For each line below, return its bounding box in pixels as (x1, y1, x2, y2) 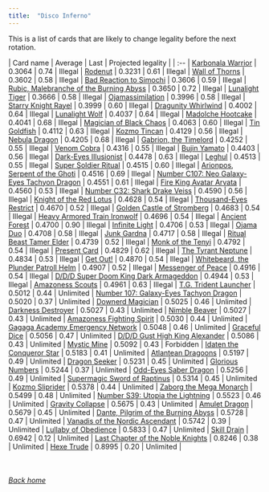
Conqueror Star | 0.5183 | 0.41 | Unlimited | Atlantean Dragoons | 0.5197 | (8, 348, 249, 357)
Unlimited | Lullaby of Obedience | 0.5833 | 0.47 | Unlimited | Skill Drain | (8, 425, 249, 434)
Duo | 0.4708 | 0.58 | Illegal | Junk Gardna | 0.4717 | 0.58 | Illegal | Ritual (8, 228, 247, 238)
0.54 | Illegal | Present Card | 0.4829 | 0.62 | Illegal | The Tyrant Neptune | (8, 246, 253, 255)
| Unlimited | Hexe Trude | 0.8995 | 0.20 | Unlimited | (8, 441, 182, 451)
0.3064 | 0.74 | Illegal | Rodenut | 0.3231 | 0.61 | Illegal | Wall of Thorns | (8, 66, 245, 76)
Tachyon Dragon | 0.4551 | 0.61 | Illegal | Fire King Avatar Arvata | (26, 177, 242, 187)
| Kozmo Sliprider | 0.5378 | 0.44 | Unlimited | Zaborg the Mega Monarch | (8, 382, 253, 392)
